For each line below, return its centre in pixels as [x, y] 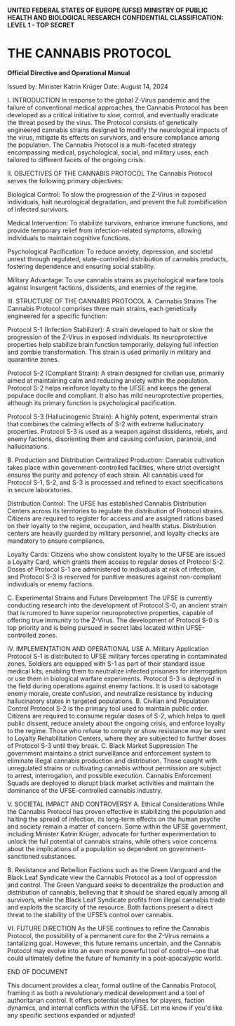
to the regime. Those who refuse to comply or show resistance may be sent [116, 730]
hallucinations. [28, 446]
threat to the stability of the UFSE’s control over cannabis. [90, 914]
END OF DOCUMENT [38, 971]
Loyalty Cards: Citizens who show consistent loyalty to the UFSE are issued [116, 554]
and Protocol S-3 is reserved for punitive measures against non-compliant [114, 577]
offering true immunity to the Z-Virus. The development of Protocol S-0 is [113, 620]
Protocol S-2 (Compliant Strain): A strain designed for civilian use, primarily [116, 373]
